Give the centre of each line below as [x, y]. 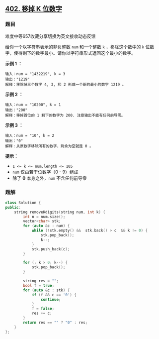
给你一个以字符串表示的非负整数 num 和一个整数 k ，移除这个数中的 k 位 [78, 47]
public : [13, 207]
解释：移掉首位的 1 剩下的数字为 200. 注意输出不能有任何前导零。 [65, 115]
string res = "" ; [41, 281]
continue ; [51, 299]
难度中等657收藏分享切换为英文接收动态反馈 [50, 36]
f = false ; [43, 309]
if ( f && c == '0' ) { [54, 295]
